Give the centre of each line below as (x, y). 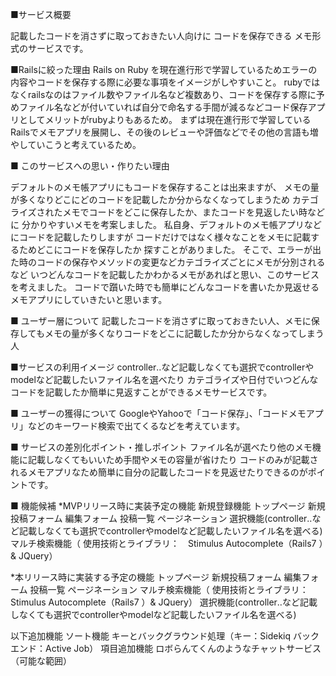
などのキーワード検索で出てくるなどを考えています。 (136, 426)
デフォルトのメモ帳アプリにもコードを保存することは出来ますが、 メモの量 (165, 187)
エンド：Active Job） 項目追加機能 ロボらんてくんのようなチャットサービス (166, 648)
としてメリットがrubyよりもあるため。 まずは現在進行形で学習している (165, 119)
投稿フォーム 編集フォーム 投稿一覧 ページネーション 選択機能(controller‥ (161, 518)
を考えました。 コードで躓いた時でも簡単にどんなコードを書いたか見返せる (165, 287)
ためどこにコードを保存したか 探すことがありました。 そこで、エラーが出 (170, 249)
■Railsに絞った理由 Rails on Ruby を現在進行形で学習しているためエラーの (164, 69)
